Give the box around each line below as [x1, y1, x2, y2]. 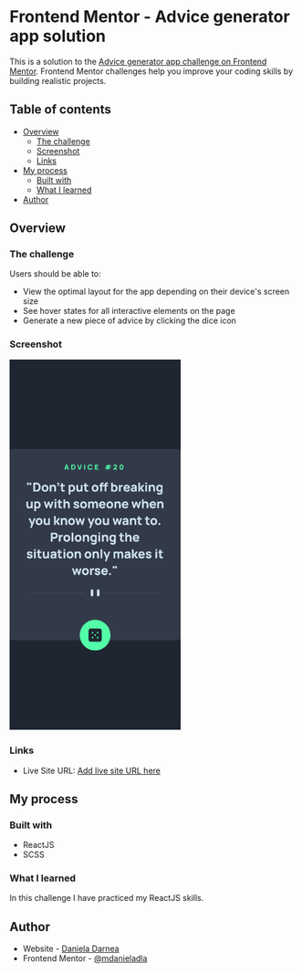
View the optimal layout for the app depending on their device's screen [22, 286, 290, 298]
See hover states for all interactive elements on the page [22, 306, 235, 317]
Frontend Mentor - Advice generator [9, 6, 290, 27]
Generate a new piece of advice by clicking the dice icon [22, 315, 237, 326]
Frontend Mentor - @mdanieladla [22, 953, 148, 964]
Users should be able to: [9, 268, 102, 279]
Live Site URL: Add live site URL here [22, 765, 161, 776]
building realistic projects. [9, 75, 107, 86]
